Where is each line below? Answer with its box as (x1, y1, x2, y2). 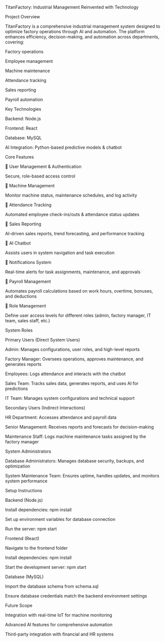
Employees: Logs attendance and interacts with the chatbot (5, 371, 126, 377)
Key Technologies (5, 106, 41, 112)
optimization (5, 463, 31, 469)
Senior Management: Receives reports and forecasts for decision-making (5, 424, 154, 429)
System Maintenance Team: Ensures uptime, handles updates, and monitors (5, 473, 160, 478)
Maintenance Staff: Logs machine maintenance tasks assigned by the (5, 433, 146, 439)
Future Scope (5, 602, 33, 608)
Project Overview (5, 14, 40, 19)
